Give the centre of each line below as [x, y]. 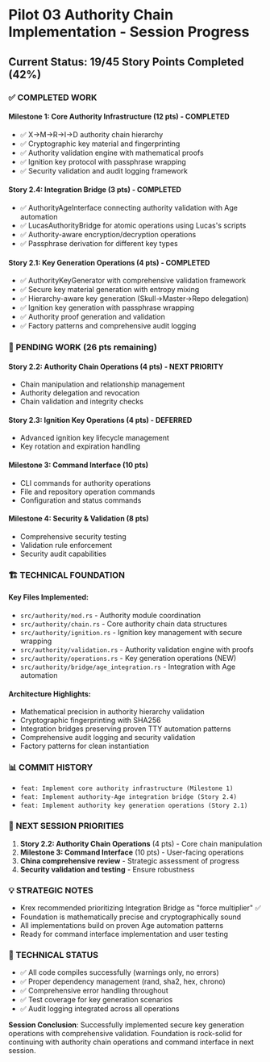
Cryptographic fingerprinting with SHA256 [90, 721]
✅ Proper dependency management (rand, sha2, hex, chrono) [123, 981]
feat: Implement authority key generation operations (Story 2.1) [134, 806]
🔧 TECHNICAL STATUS [54, 955]
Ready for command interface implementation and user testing [124, 934]
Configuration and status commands [81, 500]
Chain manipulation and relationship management [102, 384]
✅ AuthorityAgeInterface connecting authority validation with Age [129, 207]
